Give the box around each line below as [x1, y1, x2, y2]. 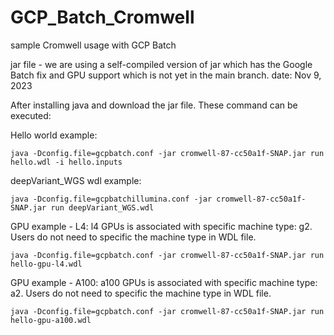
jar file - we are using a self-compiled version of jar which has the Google [10, 58, 313, 70]
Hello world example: [10, 129, 98, 141]
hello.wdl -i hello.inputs [10, 157, 123, 167]
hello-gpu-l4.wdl [10, 259, 83, 269]
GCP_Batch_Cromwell [10, 6, 195, 29]
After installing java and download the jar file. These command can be [10, 99, 298, 111]
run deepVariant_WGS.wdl [50, 202, 155, 213]
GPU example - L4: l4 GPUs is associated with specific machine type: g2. [10, 220, 313, 232]
